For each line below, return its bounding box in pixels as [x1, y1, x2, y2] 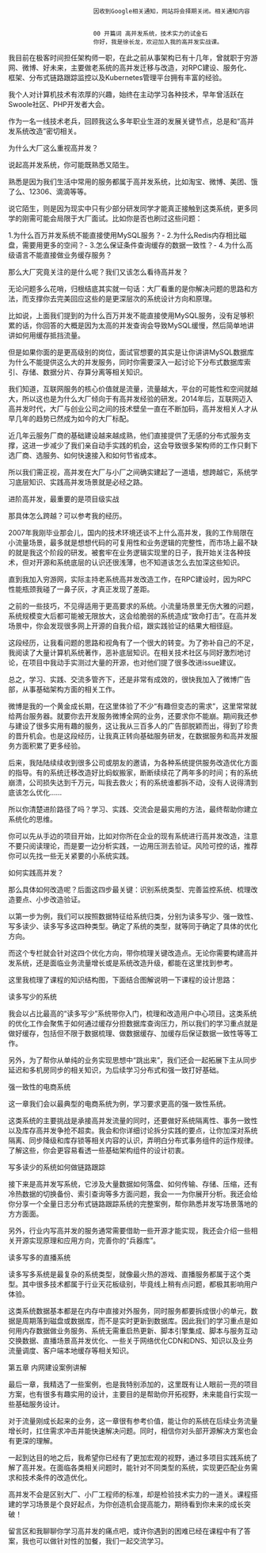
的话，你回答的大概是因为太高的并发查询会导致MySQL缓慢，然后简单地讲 [14, 320, 255, 330]
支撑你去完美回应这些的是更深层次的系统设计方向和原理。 [28, 294, 216, 303]
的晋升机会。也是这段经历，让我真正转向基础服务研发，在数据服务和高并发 [8, 731, 251, 740]
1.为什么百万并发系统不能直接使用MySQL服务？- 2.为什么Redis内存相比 [8, 231, 240, 240]
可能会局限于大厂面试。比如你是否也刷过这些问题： [35, 213, 203, 223]
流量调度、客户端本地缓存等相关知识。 [8, 1346, 133, 1355]
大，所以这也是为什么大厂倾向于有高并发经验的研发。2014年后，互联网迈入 [8, 394, 253, 403]
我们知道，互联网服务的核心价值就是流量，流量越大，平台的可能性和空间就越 [8, 384, 258, 393]
